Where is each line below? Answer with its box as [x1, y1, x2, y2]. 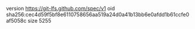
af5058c [6, 17, 27, 24]
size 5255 [28, 17, 52, 24]
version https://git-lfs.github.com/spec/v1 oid [6, 5, 115, 12]
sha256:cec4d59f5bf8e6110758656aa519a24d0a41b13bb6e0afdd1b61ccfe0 [6, 11, 189, 18]
